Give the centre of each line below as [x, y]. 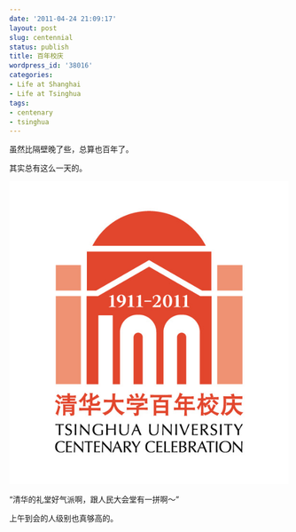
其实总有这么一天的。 [48, 168]
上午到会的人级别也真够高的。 [63, 519]
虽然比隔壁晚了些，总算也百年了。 [71, 149]
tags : [19, 103]
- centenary [31, 112]
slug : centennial [41, 37]
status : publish [39, 47]
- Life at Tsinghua [45, 93]
